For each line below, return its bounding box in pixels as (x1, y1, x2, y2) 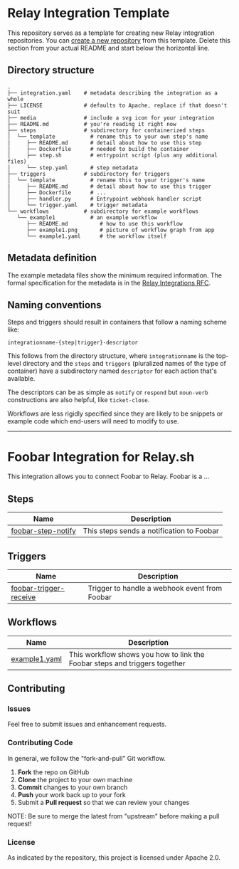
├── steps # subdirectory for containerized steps (7, 127, 205, 134)
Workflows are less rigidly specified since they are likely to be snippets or (7, 409, 223, 418)
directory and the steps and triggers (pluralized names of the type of (22, 359, 226, 368)
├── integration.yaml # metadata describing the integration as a (7, 89, 218, 97)
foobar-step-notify (11, 526, 77, 536)
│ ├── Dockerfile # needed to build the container (7, 145, 190, 152)
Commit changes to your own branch (17, 783, 128, 791)
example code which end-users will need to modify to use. (7, 417, 179, 426)
